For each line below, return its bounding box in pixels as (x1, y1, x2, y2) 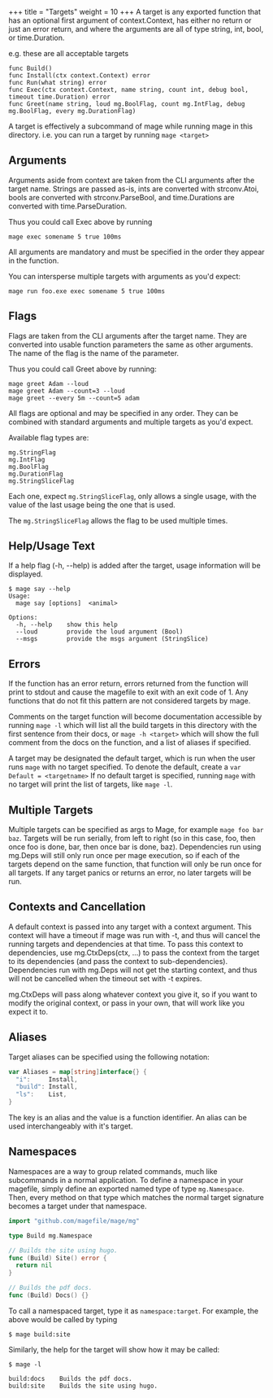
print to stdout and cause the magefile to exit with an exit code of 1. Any (8, 687, 249, 697)
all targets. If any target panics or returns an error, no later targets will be (8, 868, 252, 878)
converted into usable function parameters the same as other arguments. (8, 340, 253, 349)
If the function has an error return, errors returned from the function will (8, 679, 249, 689)
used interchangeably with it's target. (8, 1121, 133, 1131)
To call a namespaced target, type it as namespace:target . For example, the (8, 1306, 258, 1316)
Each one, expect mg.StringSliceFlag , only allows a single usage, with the (8, 491, 258, 501)
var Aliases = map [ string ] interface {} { (8, 1067, 148, 1076)
